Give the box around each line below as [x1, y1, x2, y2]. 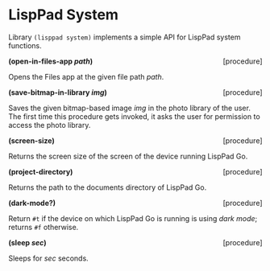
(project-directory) [8, 166, 73, 176]
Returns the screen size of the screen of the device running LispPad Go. [8, 151, 248, 161]
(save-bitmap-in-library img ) [8, 87, 107, 97]
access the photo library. [8, 120, 91, 129]
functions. [8, 40, 42, 50]
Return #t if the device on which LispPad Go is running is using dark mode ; [8, 213, 258, 223]
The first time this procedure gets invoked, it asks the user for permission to [8, 111, 260, 121]
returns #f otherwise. [8, 222, 79, 232]
